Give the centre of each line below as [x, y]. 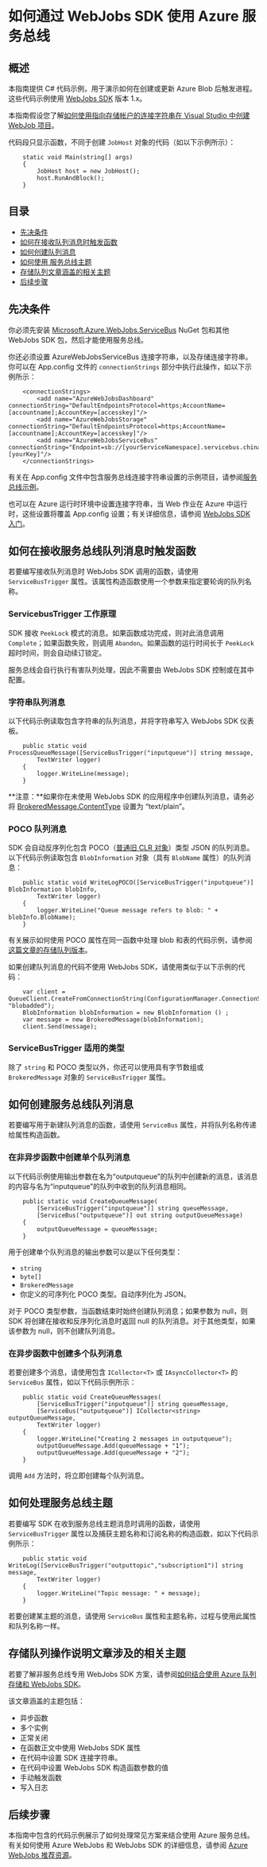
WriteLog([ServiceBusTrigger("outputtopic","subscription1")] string [126, 1565]
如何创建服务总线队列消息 [71, 1104]
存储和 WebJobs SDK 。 [47, 1684]
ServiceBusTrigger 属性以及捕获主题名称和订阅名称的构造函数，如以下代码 [130, 1533]
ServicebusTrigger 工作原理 [62, 614]
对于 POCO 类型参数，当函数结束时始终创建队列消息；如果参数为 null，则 [128, 1311]
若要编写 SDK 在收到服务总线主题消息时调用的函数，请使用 [104, 1524]
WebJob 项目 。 [33, 125]
